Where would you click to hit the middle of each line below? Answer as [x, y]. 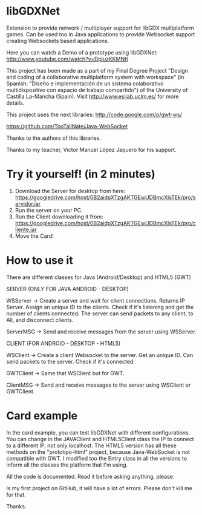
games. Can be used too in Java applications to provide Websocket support [101, 34]
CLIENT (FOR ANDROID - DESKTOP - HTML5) [64, 343]
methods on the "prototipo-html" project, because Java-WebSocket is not [98, 451]
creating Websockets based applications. [58, 41]
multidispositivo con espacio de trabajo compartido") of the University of [97, 90]
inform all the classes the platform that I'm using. [67, 465]
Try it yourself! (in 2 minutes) [81, 174]
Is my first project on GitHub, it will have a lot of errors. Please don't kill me [99, 488]
